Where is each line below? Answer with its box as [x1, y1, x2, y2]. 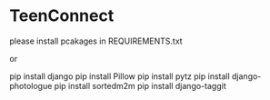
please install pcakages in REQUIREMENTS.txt [9, 35, 184, 46]
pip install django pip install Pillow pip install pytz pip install [9, 70, 230, 82]
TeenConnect [9, 5, 115, 26]
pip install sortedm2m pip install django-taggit [54, 80, 226, 91]
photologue [9, 80, 53, 91]
